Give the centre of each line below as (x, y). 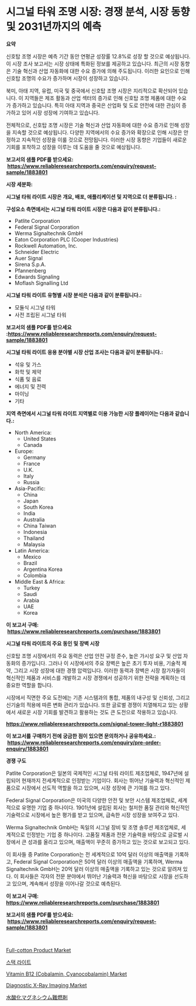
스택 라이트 (19, 962)
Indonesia (35, 532)
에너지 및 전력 (30, 386)
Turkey (32, 588)
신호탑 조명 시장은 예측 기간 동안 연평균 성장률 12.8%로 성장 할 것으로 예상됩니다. (98, 56)
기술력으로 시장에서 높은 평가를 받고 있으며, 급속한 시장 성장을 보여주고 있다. (93, 815)
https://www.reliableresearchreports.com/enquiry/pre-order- (84, 742)
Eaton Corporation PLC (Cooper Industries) (66, 239)
